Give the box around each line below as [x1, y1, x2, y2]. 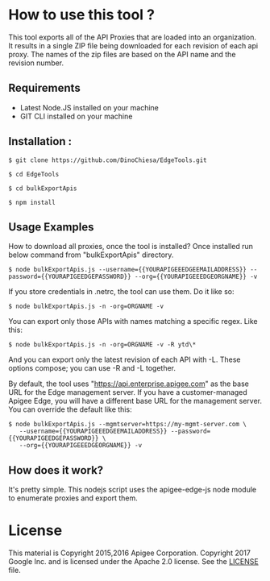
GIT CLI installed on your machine [19, 111, 133, 121]
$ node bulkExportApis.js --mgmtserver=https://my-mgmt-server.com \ [8, 421, 247, 429]
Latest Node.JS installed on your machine [19, 102, 160, 112]
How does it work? [8, 463, 104, 477]
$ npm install [8, 198, 56, 206]
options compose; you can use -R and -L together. [8, 363, 176, 373]
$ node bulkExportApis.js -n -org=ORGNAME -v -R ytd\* [8, 341, 197, 349]
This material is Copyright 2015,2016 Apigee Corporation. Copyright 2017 [8, 548, 251, 558]
